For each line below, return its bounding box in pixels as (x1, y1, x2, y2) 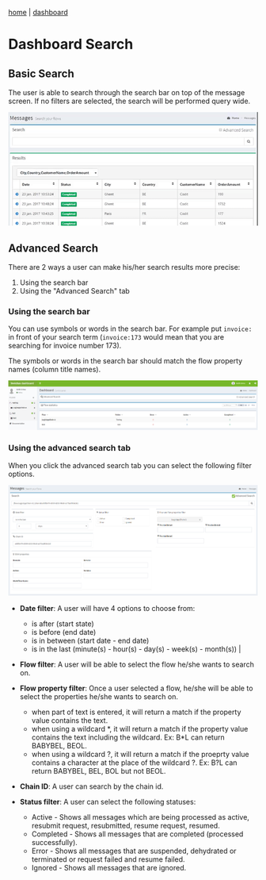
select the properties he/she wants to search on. (19, 692, 178, 701)
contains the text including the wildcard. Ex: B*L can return (31, 732, 225, 742)
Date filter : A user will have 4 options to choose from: (19, 604, 196, 613)
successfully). (31, 838, 78, 847)
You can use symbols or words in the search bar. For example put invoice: (8, 324, 253, 333)
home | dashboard (8, 8, 69, 17)
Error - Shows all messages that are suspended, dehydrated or (31, 846, 237, 856)
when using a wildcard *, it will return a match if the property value (31, 724, 249, 734)
